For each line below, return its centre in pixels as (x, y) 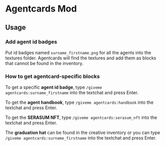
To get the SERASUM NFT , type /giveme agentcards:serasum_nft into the (81, 118)
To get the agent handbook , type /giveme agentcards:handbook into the (79, 102)
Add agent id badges (31, 42)
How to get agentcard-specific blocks (52, 76)
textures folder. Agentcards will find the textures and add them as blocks (81, 58)
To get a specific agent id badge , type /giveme (54, 87)
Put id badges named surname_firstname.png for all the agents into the (78, 52)
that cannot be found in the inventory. (44, 63)
